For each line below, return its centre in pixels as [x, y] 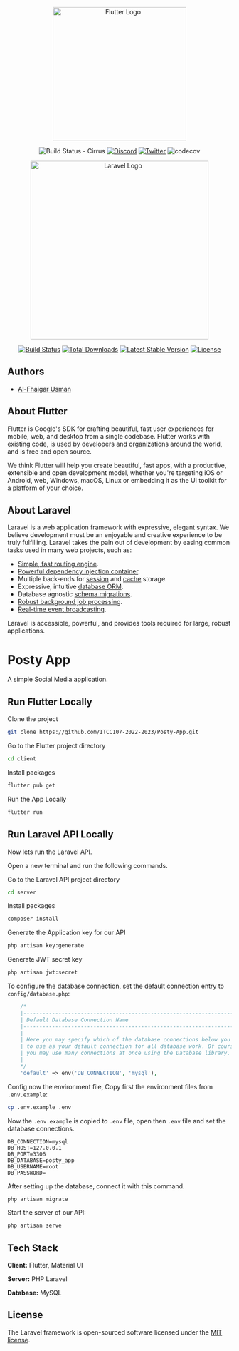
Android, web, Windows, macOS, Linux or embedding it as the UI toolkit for [117, 480]
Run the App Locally [37, 799]
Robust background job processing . [70, 602]
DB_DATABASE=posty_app [41, 1160]
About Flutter [37, 411]
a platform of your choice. [45, 488]
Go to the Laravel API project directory [64, 879]
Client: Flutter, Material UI [45, 1265]
